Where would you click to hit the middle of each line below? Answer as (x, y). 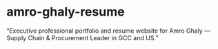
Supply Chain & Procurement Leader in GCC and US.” (82, 37)
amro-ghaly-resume (66, 12)
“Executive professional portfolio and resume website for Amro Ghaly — (109, 31)
